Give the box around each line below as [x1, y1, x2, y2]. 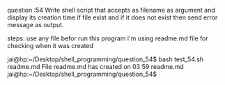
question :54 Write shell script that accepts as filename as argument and [7, 6, 216, 14]
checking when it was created [7, 42, 94, 49]
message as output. [7, 21, 64, 29]
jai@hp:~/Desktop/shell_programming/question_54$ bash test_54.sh [7, 55, 204, 63]
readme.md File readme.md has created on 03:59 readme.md [7, 63, 185, 70]
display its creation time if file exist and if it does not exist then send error [7, 13, 218, 22]
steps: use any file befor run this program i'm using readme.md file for [7, 34, 209, 42]
